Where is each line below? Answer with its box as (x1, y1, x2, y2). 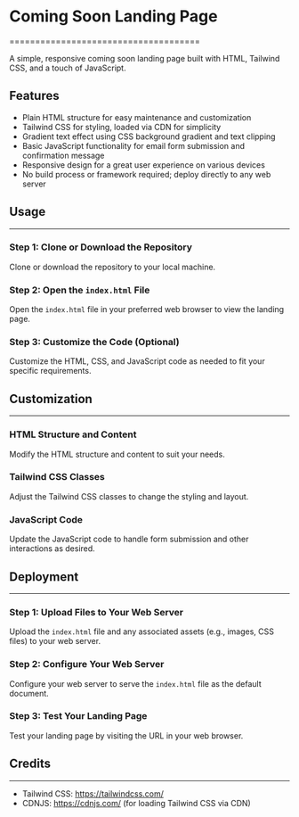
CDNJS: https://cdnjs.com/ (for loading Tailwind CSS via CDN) (21, 797, 251, 808)
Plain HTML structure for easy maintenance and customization (21, 111, 252, 122)
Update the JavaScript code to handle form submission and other (9, 533, 249, 545)
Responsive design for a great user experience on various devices (21, 159, 265, 170)
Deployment (9, 569, 79, 584)
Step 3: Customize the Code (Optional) (9, 336, 180, 349)
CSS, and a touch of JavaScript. (9, 62, 126, 73)
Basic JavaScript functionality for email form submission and (21, 140, 245, 151)
